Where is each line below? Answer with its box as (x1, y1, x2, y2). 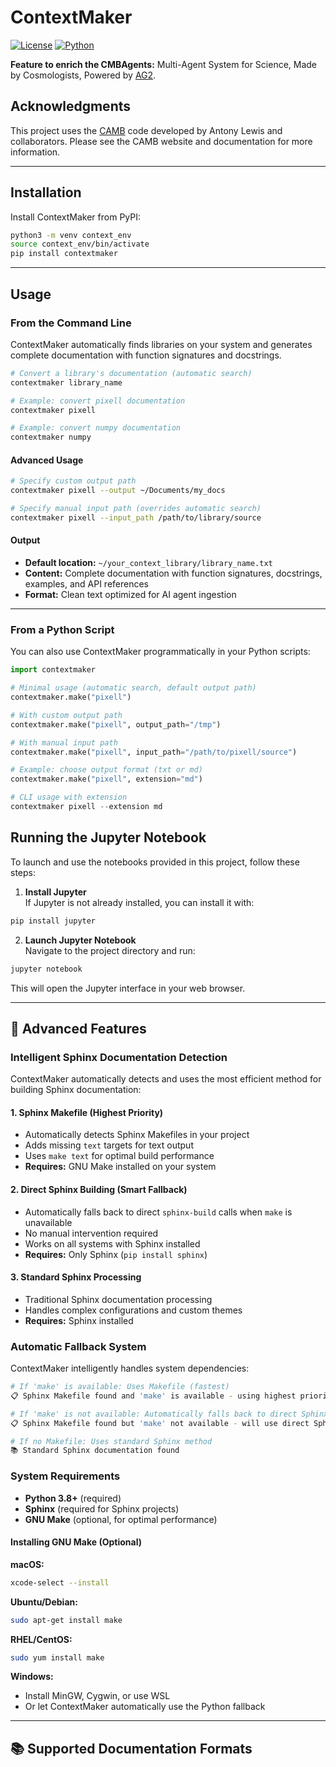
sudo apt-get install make (10, 1615, 123, 1625)
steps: (10, 866, 36, 878)
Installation (10, 184, 82, 201)
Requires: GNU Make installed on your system (24, 1161, 217, 1173)
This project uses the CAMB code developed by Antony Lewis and (10, 124, 283, 136)
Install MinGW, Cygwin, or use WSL (24, 1690, 171, 1702)
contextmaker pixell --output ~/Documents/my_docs (10, 486, 226, 496)
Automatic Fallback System (10, 1339, 147, 1353)
